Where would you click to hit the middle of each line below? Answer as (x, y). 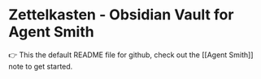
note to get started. (41, 66)
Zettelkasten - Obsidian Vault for (121, 15)
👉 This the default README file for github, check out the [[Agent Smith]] (131, 55)
